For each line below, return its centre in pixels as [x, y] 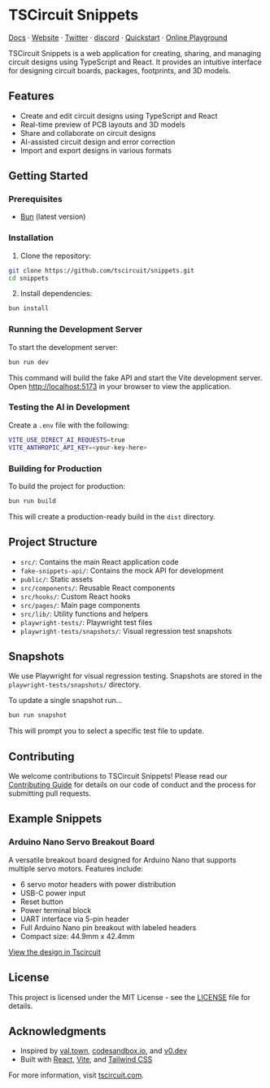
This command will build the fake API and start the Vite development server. [135, 378]
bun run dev [28, 362]
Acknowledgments [58, 1031]
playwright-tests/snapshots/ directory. [75, 684]
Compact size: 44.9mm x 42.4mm [77, 936]
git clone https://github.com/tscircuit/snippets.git [102, 270]
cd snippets [28, 278]
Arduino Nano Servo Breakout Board [82, 842]
